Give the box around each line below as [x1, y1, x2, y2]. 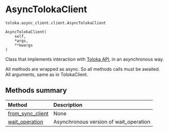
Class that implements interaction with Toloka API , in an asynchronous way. [5, 56, 164, 62]
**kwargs [14, 42, 33, 48]
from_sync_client [8, 110, 49, 117]
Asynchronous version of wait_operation [53, 118, 151, 125]
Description [53, 101, 83, 108]
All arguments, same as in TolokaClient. [5, 71, 88, 77]
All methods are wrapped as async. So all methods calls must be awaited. [5, 66, 160, 72]
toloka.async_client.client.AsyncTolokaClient [5, 20, 106, 25]
